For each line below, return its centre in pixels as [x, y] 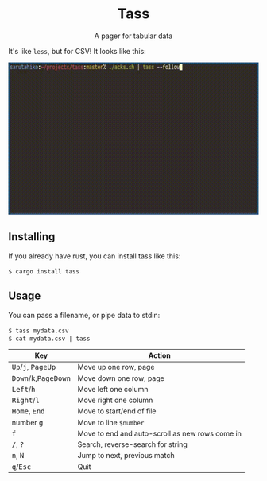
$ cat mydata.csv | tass [49, 339]
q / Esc [21, 467]
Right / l [25, 400]
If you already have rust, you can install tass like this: [95, 256]
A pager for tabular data [133, 36]
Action [159, 355]
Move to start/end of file [117, 411]
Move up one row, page [116, 367]
